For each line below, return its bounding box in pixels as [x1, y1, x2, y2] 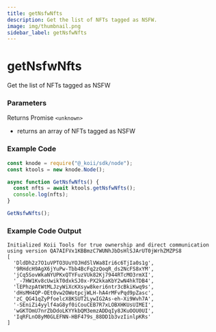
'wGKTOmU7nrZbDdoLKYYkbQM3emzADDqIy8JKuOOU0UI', [13, 307, 154, 315]
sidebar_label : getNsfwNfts [7, 29, 87, 36]
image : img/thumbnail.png [7, 23, 81, 29]
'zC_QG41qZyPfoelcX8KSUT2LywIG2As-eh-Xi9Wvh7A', [13, 296, 154, 303]
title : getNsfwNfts [7, 10, 63, 17]
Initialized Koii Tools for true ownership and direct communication [7, 242, 210, 248]
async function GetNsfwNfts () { [7, 179, 99, 186]
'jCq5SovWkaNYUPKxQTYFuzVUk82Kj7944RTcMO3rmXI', [13, 272, 154, 279]
